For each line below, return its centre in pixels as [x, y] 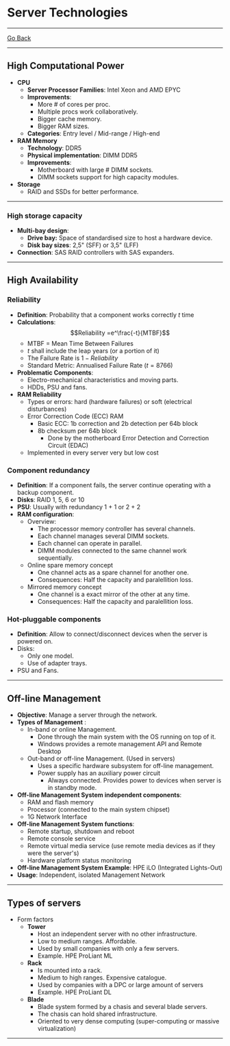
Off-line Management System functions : [76, 824]
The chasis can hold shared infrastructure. [97, 1014]
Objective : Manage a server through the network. [87, 715]
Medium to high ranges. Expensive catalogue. [102, 978]
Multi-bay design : [43, 231]
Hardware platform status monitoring [79, 860]
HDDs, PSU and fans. [57, 387]
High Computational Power [66, 66]
